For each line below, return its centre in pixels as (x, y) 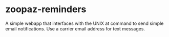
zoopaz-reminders (46, 9)
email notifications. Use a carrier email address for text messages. (75, 28)
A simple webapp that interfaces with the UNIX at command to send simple (84, 23)
